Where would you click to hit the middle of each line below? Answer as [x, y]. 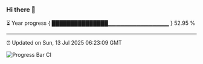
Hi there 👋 [21, 10]
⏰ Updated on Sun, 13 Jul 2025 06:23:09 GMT [64, 43]
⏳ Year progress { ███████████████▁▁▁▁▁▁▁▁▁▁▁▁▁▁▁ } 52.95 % [101, 23]
